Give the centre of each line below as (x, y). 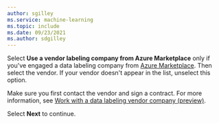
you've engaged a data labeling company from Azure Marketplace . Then (110, 66)
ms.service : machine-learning (50, 20)
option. (17, 80)
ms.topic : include (33, 26)
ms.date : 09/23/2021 (37, 32)
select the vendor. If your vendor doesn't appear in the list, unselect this (109, 73)
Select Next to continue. (42, 114)
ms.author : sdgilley (37, 39)
